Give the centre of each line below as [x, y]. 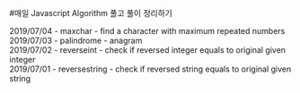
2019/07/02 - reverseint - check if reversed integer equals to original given [147, 50]
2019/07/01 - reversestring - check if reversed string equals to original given [150, 69]
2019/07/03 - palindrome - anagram [76, 40]
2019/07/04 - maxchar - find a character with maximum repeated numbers [147, 31]
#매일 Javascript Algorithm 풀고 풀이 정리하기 [91, 13]
